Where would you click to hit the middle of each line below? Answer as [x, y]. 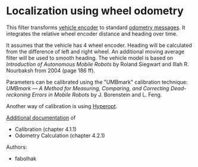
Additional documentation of [41, 118]
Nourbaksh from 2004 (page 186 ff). [51, 70]
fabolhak [26, 158]
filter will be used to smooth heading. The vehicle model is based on [90, 58]
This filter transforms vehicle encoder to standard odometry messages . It [96, 27]
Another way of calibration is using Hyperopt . [62, 106]
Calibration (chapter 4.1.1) [46, 129]
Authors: [17, 147]
